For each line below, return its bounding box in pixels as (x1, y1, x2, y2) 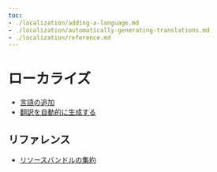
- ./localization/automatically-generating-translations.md (8, 26, 211, 34)
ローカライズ (8, 70, 92, 88)
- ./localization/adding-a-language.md (8, 19, 140, 27)
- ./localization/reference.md (8, 33, 111, 42)
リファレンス (8, 133, 71, 146)
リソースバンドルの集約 (19, 155, 96, 164)
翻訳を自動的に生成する (19, 107, 96, 117)
